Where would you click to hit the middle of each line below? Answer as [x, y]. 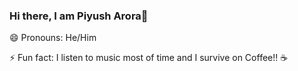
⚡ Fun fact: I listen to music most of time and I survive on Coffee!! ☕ [149, 58]
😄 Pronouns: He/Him [53, 38]
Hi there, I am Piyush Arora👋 [79, 16]
